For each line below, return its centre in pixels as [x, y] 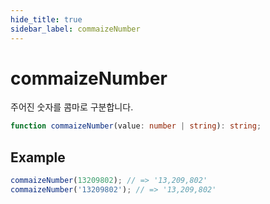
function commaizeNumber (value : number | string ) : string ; [136, 126]
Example [38, 157]
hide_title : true [46, 19]
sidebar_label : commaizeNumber [75, 29]
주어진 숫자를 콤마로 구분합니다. [72, 107]
